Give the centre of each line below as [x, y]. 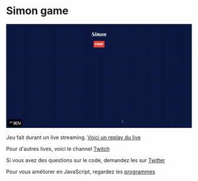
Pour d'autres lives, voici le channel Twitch [58, 149]
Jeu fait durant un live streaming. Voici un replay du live [73, 137]
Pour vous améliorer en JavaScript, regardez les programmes [81, 172]
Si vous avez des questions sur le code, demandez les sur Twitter [86, 160]
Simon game [37, 11]
